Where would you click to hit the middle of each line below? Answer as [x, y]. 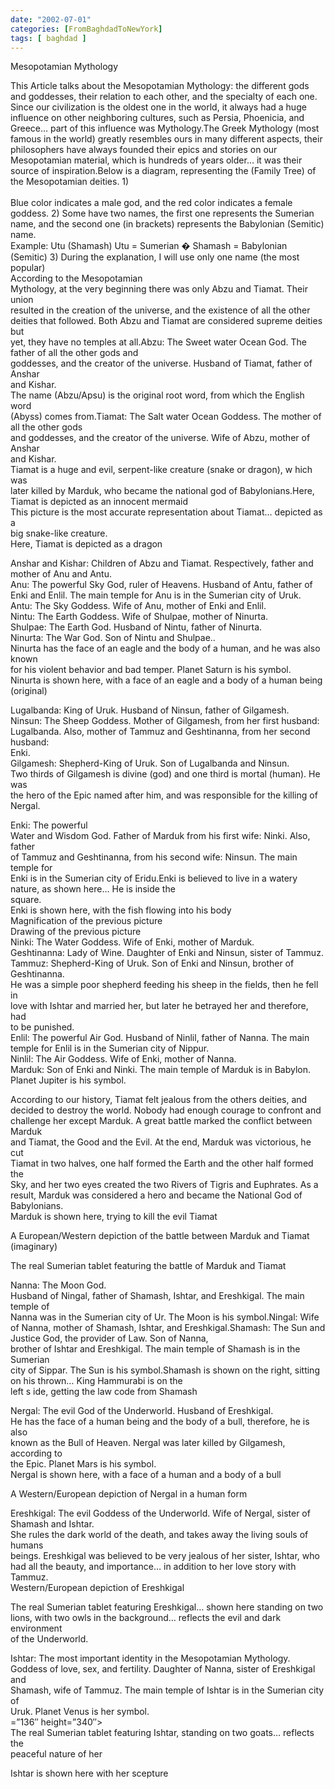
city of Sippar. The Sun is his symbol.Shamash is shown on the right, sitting [165, 1370]
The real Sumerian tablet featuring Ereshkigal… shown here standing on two [167, 1607]
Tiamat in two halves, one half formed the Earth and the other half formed [162, 1163]
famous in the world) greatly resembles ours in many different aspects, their [166, 139]
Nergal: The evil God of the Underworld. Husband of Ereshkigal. [142, 1411]
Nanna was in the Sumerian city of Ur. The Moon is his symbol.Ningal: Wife [165, 1317]
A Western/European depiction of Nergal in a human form [129, 1494]
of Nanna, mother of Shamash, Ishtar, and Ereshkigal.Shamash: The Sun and [168, 1328]
